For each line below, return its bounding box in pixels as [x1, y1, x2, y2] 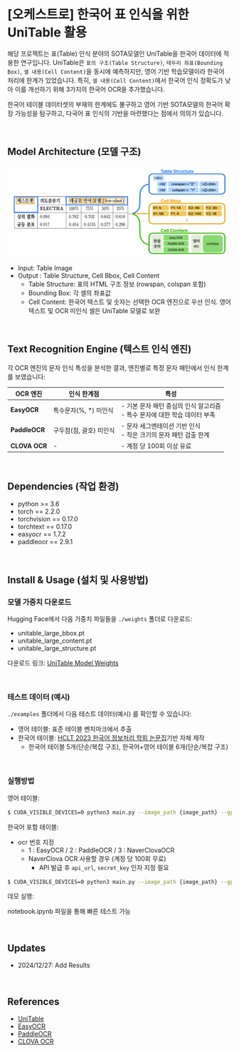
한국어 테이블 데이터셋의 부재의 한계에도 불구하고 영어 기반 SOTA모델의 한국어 [7, 100, 223, 108]
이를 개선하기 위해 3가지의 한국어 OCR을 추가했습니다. [14, 85, 165, 93]
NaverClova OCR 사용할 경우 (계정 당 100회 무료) [28, 854, 166, 863]
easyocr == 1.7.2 [17, 530, 66, 538]
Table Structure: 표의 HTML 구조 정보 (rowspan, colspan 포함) [28, 280, 206, 288]
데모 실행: [7, 892, 34, 901]
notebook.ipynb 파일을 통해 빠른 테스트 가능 [7, 907, 131, 916]
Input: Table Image [17, 264, 73, 272]
